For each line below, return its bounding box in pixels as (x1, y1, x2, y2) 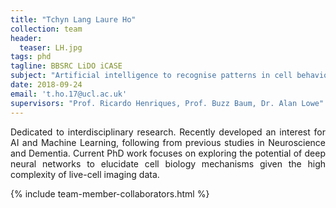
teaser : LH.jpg (19, 42, 83, 53)
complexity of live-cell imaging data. (10, 168, 160, 180)
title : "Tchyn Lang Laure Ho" (10, 14, 137, 25)
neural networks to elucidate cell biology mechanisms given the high (10, 157, 326, 170)
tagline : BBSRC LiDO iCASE (10, 61, 123, 71)
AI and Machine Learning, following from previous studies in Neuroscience (10, 136, 326, 148)
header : (10, 33, 43, 43)
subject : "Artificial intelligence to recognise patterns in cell (10, 71, 293, 81)
